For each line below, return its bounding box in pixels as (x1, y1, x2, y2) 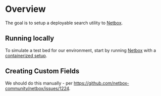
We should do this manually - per (5, 80, 73, 86)
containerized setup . (5, 52, 48, 58)
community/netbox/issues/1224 (5, 85, 69, 91)
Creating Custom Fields (5, 67, 80, 75)
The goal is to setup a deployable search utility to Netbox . (5, 20, 123, 26)
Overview (5, 3, 46, 15)
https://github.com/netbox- (73, 80, 129, 86)
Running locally (5, 34, 54, 43)
